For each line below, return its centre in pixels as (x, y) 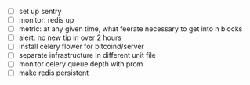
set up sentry (40, 11)
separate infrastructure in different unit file (87, 55)
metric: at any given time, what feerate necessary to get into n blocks (130, 29)
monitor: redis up (46, 20)
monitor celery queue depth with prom (81, 64)
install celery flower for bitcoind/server (81, 47)
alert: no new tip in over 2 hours (70, 37)
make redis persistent (54, 73)
